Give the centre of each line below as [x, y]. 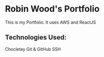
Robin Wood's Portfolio [52, 9]
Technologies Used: [36, 37]
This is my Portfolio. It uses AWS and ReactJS [51, 22]
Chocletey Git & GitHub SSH [33, 49]
